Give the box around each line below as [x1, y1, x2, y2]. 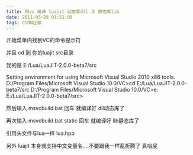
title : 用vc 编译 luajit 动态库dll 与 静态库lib [6, 8, 120, 15]
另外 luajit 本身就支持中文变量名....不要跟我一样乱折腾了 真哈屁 [6, 143, 158, 150]
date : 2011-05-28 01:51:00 [6, 14, 73, 20]
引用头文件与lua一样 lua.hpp [6, 130, 75, 137]
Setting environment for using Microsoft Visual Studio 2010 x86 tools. [6, 73, 176, 80]
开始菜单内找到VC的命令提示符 [6, 37, 81, 44]
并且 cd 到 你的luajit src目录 [6, 49, 74, 56]
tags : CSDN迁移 [6, 20, 42, 25]
